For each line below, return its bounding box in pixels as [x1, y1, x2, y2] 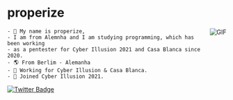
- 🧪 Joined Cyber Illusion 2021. [7, 73, 104, 80]
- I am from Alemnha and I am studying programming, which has [7, 33, 195, 41]
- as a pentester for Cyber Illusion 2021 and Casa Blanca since [7, 46, 200, 53]
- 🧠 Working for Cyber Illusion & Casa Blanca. [7, 67, 148, 74]
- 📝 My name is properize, [7, 28, 86, 35]
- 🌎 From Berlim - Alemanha [7, 59, 90, 66]
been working [7, 40, 45, 47]
